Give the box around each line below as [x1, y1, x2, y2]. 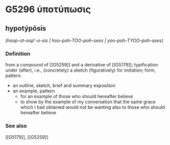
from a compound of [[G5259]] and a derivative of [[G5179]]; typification [5, 62, 158, 68]
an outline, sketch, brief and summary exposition [12, 83, 116, 89]
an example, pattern [12, 88, 55, 94]
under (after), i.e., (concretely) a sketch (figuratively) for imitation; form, [5, 67, 156, 74]
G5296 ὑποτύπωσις [5, 4, 91, 15]
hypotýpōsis [5, 24, 46, 33]
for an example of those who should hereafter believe [20, 93, 133, 100]
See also [5, 123, 27, 130]
